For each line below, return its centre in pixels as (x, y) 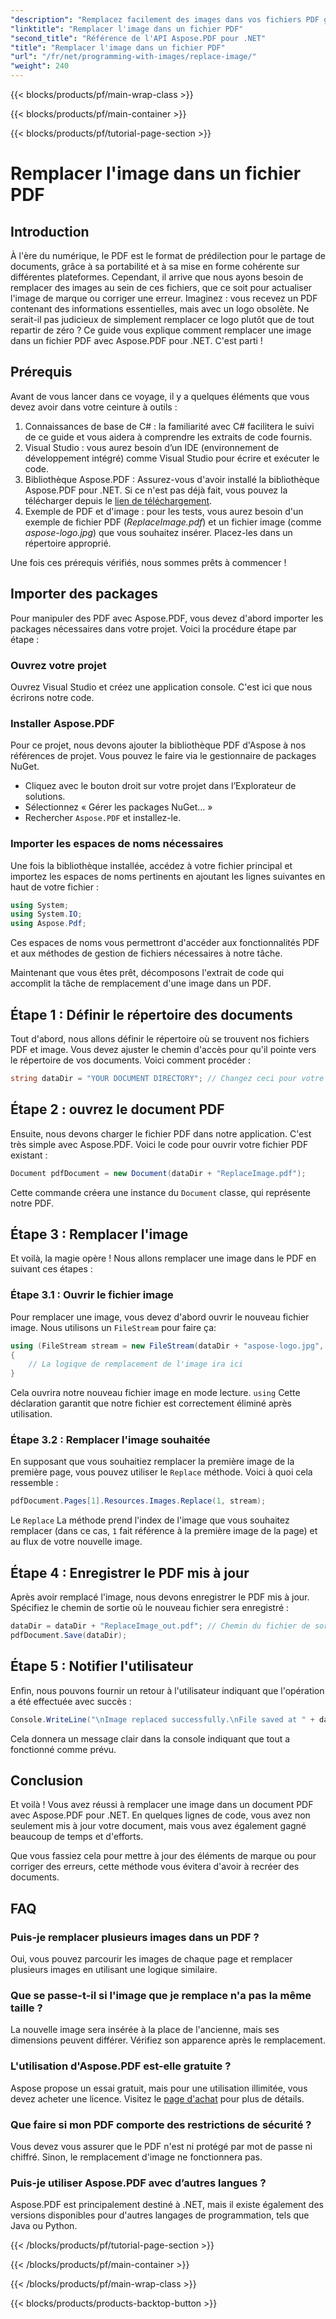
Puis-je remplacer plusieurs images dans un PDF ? (135, 1937)
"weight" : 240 (40, 66)
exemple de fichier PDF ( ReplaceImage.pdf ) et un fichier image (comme (173, 522)
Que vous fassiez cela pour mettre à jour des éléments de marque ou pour (163, 1856)
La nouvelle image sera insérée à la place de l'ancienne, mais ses (145, 2030)
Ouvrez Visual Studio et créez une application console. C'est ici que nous (161, 687)
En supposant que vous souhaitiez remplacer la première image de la (152, 1462)
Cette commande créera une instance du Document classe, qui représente (161, 1192)
